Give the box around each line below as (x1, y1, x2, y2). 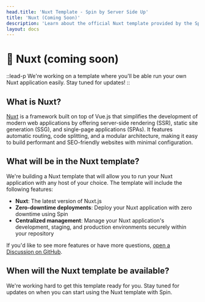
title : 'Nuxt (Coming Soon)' (6, 15, 81, 21)
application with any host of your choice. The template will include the (6, 179, 182, 186)
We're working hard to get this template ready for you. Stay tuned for (6, 282, 180, 289)
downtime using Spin (15, 210, 68, 217)
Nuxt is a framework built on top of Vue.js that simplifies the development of (6, 113, 198, 120)
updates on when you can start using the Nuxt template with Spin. (6, 288, 173, 296)
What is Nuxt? (6, 96, 62, 107)
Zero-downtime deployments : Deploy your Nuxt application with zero (15, 204, 192, 211)
